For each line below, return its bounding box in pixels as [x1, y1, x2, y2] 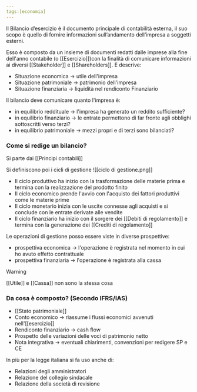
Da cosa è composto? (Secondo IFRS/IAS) [6, 294, 128, 302]
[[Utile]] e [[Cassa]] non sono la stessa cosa [6, 279, 113, 286]
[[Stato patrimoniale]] [14, 307, 67, 315]
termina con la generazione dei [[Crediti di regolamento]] [14, 221, 153, 228]
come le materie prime [14, 196, 69, 203]
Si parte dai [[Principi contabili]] [6, 154, 84, 162]
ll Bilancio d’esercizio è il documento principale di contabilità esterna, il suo [6, 25, 188, 32]
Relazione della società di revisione [14, 380, 100, 387]
